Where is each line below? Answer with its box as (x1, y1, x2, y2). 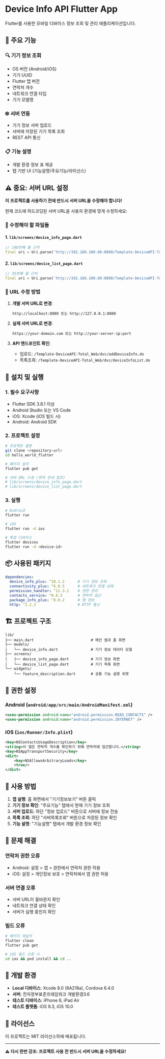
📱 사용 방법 (5, 782, 37, 791)
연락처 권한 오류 (5, 853, 40, 860)
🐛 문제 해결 (5, 836, 37, 845)
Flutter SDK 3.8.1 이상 (12, 401, 55, 407)
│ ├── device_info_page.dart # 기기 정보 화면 (5, 657, 120, 662)
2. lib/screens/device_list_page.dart (5, 260, 83, 266)
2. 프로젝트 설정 (5, 432, 40, 439)
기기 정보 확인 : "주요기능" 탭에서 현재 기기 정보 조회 (12, 802, 110, 808)
